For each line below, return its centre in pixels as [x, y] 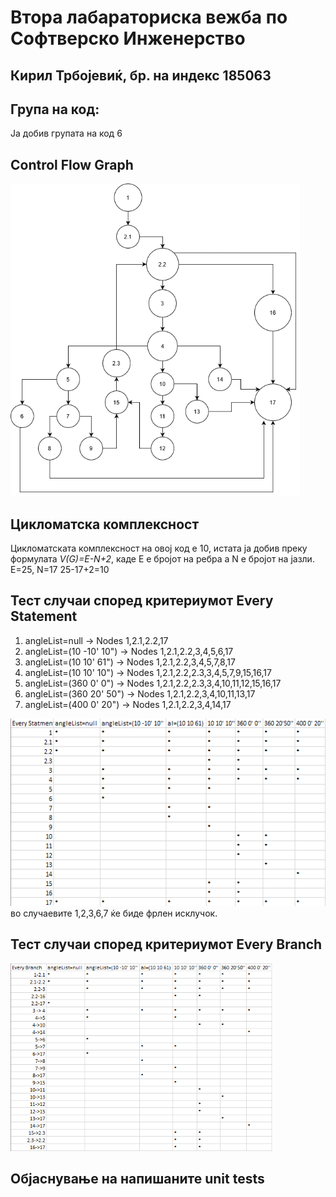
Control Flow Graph [72, 164]
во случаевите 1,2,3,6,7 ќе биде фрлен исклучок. [114, 913]
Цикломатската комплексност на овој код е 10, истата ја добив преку [159, 548]
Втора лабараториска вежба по [149, 17]
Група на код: [55, 109]
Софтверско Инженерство [128, 38]
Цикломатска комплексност [105, 524]
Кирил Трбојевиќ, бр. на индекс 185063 [141, 75]
